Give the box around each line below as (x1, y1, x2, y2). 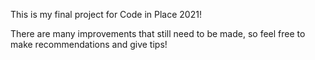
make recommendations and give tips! (10, 39, 168, 50)
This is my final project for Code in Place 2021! (10, 9, 202, 20)
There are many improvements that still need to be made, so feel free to (10, 28, 306, 39)
